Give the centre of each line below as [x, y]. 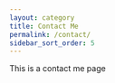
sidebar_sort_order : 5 [52, 43]
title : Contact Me [44, 26]
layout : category [42, 18]
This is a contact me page [57, 69]
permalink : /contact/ [50, 34]
